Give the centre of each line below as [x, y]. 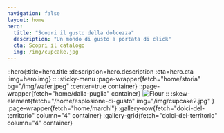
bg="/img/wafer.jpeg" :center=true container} [73, 86]
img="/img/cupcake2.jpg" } [176, 101]
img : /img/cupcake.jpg [46, 52]
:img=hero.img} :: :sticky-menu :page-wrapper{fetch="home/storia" [104, 79]
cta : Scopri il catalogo [49, 45]
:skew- [180, 93]
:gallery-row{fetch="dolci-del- [162, 108]
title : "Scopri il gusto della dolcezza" [74, 33]
